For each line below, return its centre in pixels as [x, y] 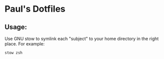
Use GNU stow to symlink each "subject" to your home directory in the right [82, 39]
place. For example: [25, 44]
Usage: [16, 27]
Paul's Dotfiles [35, 9]
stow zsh [14, 53]
